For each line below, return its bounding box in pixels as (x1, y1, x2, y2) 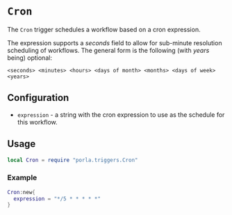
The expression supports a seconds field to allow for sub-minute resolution (7, 38, 222, 47)
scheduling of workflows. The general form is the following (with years (7, 46, 210, 54)
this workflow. (17, 118, 58, 126)
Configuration (7, 92, 69, 104)
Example (7, 173, 38, 182)
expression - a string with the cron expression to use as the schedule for (17, 110, 225, 119)
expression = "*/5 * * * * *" (13, 195, 101, 202)
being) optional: (7, 54, 52, 62)
